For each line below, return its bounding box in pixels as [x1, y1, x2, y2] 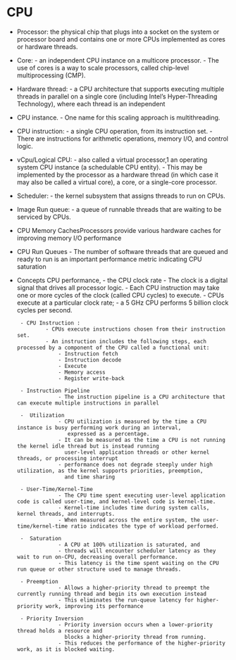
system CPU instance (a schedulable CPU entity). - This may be [16, 163, 203, 171]
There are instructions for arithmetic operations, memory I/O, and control [16, 134, 228, 143]
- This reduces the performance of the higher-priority [58, 640, 226, 647]
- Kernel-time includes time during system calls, [58, 504, 210, 511]
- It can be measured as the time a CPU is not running [58, 436, 226, 443]
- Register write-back [58, 374, 125, 382]
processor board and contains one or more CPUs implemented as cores [16, 34, 226, 43]
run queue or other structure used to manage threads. [16, 566, 182, 573]
